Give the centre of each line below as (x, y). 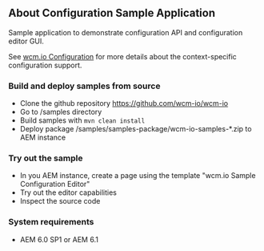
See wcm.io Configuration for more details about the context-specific (123, 56)
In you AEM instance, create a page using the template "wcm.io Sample (138, 176)
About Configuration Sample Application (112, 13)
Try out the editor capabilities (68, 192)
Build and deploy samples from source (84, 86)
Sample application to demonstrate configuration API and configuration (126, 32)
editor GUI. (26, 41)
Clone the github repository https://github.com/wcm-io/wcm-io (124, 103)
